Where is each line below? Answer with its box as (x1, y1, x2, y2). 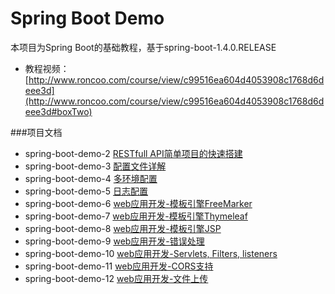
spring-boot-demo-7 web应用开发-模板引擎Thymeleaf (24, 210, 248, 222)
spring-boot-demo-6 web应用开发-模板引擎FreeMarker (24, 197, 253, 209)
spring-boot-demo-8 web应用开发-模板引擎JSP (24, 222, 222, 234)
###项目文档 (10, 126, 63, 138)
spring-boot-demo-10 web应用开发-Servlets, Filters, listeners (24, 247, 278, 259)
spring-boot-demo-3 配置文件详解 (24, 160, 167, 172)
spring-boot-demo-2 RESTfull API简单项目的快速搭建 (24, 147, 243, 159)
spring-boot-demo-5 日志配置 (24, 185, 149, 197)
